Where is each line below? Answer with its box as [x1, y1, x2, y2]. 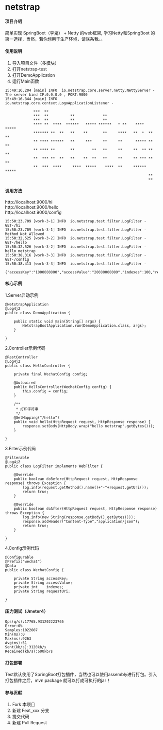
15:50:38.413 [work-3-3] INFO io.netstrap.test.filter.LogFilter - [5, 261, 147, 266]
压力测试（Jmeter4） [5, 608, 49, 614]
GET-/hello [5, 240, 27, 245]
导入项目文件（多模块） [12, 60, 59, 66]
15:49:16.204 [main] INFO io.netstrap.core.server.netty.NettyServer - [5, 88, 155, 93]
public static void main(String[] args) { [14, 319, 101, 324]
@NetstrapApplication [5, 302, 49, 307]
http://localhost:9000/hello [5, 204, 59, 210]
